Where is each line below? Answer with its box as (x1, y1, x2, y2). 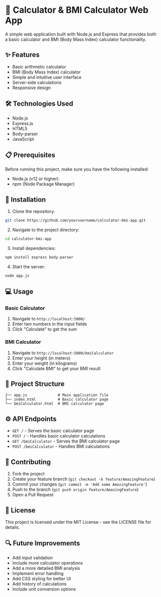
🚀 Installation (5, 195, 46, 204)
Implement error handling (12, 570, 64, 576)
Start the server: (12, 263, 46, 270)
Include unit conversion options (12, 586, 76, 592)
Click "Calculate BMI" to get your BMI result (12, 365, 101, 371)
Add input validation (12, 555, 53, 561)
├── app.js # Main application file (5, 393, 109, 398)
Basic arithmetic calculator (12, 63, 66, 69)
